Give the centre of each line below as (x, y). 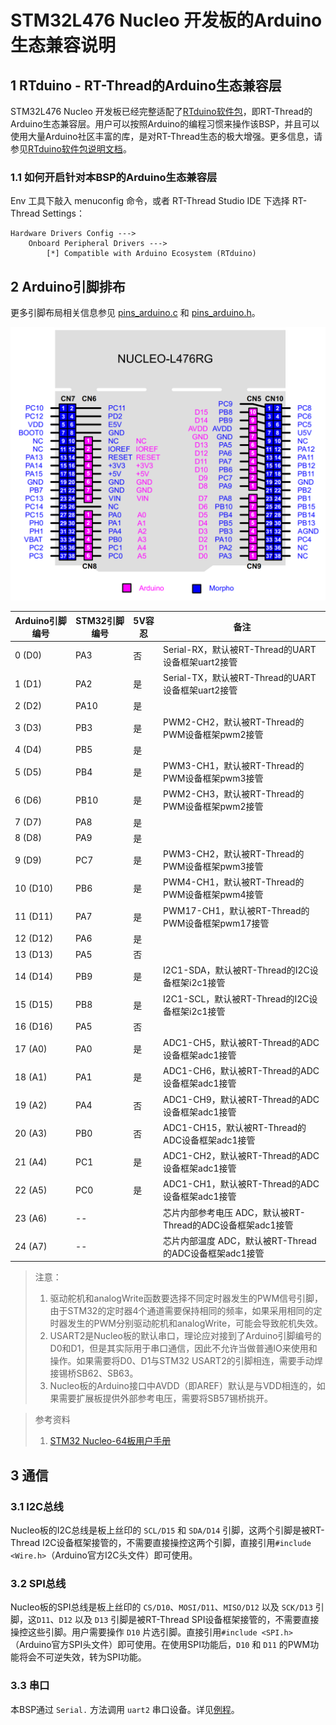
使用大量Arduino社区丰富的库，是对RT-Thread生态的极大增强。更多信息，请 (166, 136)
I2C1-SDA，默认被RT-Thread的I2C (236, 970)
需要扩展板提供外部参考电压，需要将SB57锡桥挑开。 (165, 1398)
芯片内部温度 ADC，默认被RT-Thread (240, 1240)
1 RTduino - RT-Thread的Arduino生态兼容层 (146, 85)
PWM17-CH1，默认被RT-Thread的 (236, 910)
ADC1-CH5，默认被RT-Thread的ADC (241, 1043)
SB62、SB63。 (107, 1373)
